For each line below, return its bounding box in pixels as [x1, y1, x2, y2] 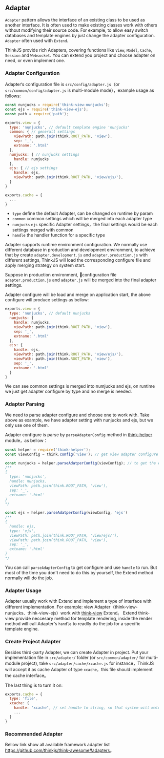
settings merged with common [12, 227, 74, 233]
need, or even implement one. [5, 57, 65, 63]
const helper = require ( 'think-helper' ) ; [5, 447, 91, 452]
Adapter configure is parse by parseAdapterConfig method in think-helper [5, 432, 153, 438]
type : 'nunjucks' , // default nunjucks [9, 311, 91, 316]
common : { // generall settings [9, 129, 76, 134]
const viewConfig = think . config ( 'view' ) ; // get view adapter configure [5, 452, 159, 457]
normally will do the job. [5, 575, 53, 581]
